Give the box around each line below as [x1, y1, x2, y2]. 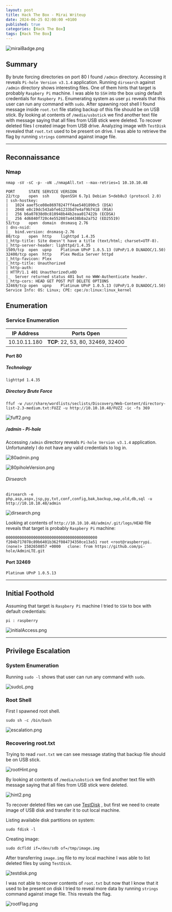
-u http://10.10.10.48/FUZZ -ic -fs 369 [62, 405, 150, 411]
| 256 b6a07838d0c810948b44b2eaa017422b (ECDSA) [6, 211, 116, 216]
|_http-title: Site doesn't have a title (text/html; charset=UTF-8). [6, 238, 159, 243]
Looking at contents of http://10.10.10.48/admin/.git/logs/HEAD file [6, 520, 152, 526]
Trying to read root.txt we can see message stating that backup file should [6, 751, 165, 758]
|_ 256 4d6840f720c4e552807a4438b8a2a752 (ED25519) [6, 216, 120, 221]
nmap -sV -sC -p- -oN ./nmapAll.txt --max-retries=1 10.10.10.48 [6, 180, 148, 185]
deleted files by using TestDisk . [6, 860, 72, 866]
